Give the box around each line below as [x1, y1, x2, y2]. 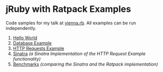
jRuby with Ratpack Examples [5, 3, 131, 15]
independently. [5, 25, 36, 31]
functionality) [12, 56, 41, 62]
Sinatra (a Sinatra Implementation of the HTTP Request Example [12, 51, 146, 57]
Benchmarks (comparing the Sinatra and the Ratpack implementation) [12, 61, 158, 67]
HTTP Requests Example [12, 45, 64, 51]
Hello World [12, 35, 37, 41]
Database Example [12, 40, 52, 46]
